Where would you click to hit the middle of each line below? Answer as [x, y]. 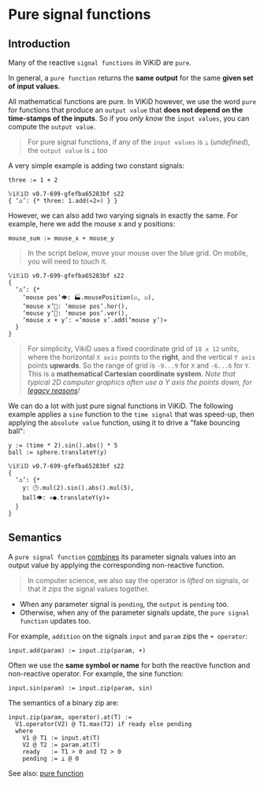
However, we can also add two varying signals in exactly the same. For [123, 215]
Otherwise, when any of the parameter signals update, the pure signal [134, 612]
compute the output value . [52, 127]
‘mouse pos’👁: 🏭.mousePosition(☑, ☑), [89, 298]
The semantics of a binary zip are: [64, 702]
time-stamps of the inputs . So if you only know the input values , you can [129, 118]
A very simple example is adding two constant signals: [97, 166]
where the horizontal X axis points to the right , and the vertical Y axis [141, 357]
